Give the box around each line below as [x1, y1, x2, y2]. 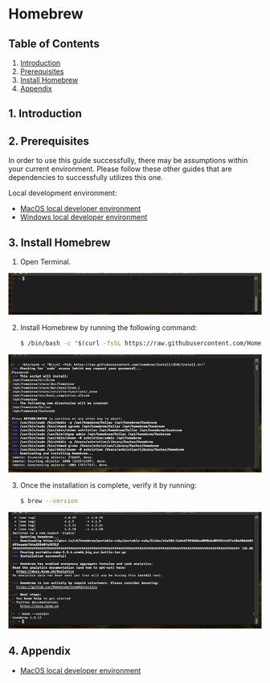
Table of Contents [8, 37, 100, 51]
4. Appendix [8, 644, 71, 658]
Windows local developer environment [19, 212, 148, 222]
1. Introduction [8, 107, 82, 121]
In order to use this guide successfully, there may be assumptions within [8, 156, 248, 166]
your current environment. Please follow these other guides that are [8, 164, 232, 174]
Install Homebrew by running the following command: [19, 323, 198, 333]
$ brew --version [19, 497, 79, 505]
